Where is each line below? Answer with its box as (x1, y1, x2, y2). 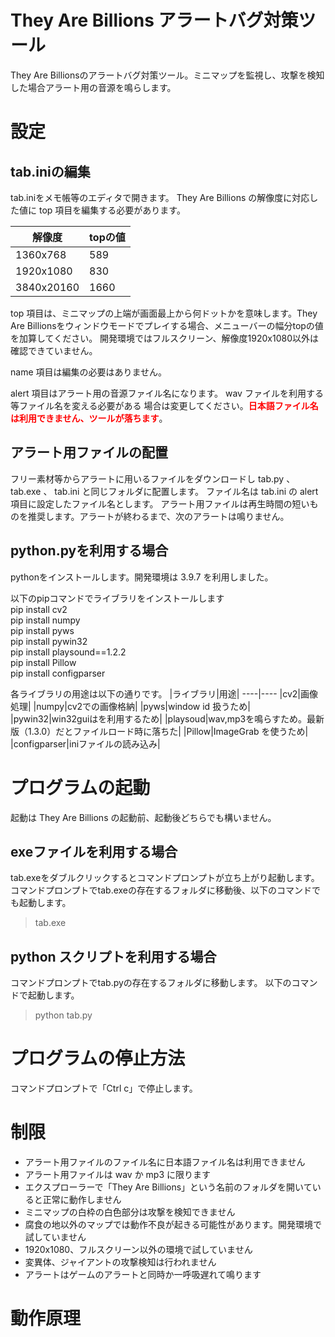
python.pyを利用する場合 (10, 542, 169, 560)
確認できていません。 (10, 344, 98, 356)
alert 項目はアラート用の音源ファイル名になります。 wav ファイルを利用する (10, 387, 324, 399)
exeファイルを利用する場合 (10, 843, 178, 860)
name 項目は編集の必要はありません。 (10, 366, 168, 378)
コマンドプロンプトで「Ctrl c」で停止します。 (10, 1082, 198, 1095)
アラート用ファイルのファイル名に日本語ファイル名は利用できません (24, 1156, 306, 1168)
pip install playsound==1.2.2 (10, 646, 127, 658)
